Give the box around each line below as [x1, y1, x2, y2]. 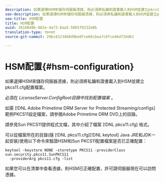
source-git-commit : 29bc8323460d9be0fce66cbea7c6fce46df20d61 [5, 35, 134, 40]
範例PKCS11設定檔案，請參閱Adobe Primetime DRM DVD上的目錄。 [5, 111, 140, 117]
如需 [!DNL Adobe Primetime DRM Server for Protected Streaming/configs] [5, 105, 155, 111]
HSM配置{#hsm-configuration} [5, 61, 134, 72]
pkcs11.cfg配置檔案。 [5, 84, 48, 90]
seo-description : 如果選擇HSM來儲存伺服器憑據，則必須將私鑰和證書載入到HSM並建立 [5, 12, 157, 17]
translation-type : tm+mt [5, 30, 56, 35]
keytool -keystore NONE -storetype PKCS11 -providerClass [5, 147, 125, 153]
